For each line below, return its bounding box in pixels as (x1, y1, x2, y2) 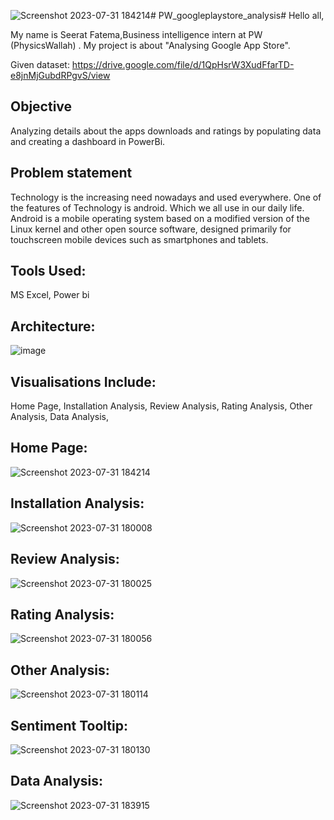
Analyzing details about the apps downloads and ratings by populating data (10, 125, 322, 137)
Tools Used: (10, 263, 87, 280)
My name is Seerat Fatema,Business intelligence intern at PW (10, 29, 263, 40)
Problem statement (10, 165, 133, 182)
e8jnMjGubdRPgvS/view (10, 70, 111, 81)
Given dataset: (10, 59, 70, 70)
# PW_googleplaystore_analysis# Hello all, (149, 10, 325, 21)
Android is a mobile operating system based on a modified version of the (10, 212, 310, 224)
